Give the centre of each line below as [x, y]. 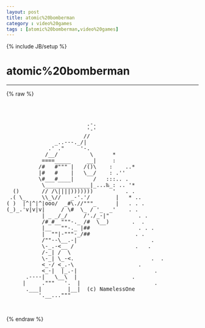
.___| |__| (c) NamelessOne [80, 289]
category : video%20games [39, 23]
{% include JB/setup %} [37, 47]
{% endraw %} [25, 319]
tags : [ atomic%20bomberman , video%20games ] [63, 29]
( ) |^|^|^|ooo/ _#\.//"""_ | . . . [76, 203]
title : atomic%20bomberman [41, 18]
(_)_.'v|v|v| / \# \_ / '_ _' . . [72, 210]
